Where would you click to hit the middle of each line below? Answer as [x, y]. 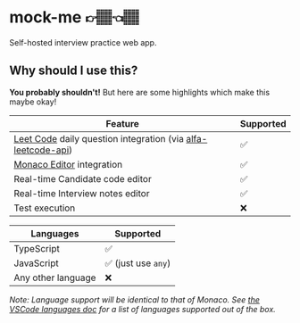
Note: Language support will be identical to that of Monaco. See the [135, 299]
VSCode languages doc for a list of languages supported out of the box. [143, 309]
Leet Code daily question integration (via [99, 138]
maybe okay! [33, 102]
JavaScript [37, 263]
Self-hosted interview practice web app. [83, 42]
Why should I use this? [74, 71]
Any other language [55, 277]
